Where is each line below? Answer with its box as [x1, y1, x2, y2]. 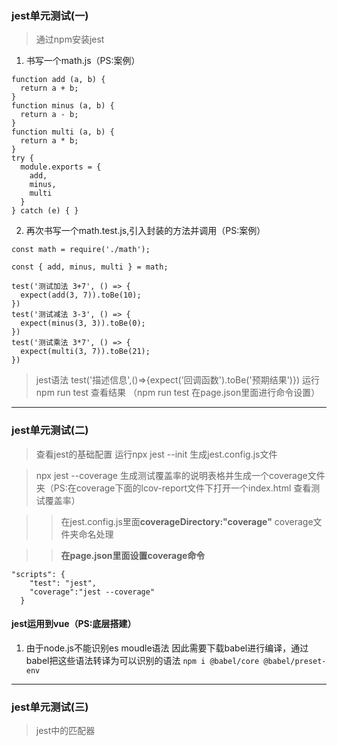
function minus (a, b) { [11, 101, 115, 111]
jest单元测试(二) [11, 423, 89, 437]
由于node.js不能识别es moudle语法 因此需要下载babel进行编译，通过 [25, 642, 309, 654]
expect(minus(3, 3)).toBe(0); [20, 318, 146, 329]
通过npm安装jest [35, 33, 105, 46]
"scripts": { [11, 569, 66, 579]
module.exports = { [20, 162, 102, 172]
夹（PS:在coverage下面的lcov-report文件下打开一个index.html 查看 [35, 482, 312, 494]
